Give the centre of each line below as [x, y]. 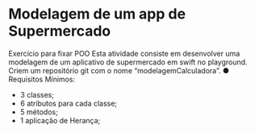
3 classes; [37, 94]
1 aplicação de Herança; [60, 120]
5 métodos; [39, 112]
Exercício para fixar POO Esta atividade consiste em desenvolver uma [124, 53]
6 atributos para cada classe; [69, 103]
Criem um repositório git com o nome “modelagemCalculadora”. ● [119, 70]
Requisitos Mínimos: [42, 79]
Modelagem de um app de [97, 14]
